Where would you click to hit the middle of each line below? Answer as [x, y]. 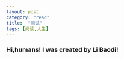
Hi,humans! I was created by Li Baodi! [62, 50]
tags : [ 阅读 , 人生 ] [28, 29]
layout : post [23, 12]
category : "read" [28, 17]
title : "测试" [24, 23]
